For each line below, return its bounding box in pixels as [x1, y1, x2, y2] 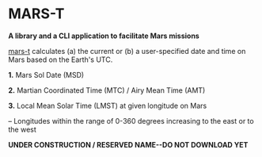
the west [8, 124, 37, 134]
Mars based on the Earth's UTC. [8, 55, 113, 64]
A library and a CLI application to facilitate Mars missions [8, 31, 199, 40]
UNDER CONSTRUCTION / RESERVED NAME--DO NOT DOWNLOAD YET [8, 140, 249, 149]
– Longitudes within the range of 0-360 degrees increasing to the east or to [8, 116, 255, 125]
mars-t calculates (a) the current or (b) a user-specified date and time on [8, 46, 246, 56]
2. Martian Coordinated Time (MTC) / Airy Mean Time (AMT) [8, 85, 206, 95]
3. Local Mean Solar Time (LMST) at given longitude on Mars [8, 101, 207, 110]
